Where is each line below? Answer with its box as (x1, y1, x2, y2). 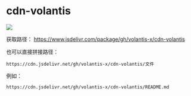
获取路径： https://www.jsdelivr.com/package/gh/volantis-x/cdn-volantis (6, 36, 185, 43)
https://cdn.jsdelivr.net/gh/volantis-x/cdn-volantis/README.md (6, 84, 170, 90)
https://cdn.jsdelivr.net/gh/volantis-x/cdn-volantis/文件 (6, 61, 155, 67)
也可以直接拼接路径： (6, 48, 58, 55)
